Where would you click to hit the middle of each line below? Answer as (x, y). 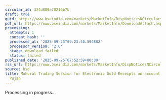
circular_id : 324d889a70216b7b (37, 10)
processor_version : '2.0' (36, 46)
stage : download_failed (34, 51)
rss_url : (14, 65)
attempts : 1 (22, 33)
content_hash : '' (27, 37)
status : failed (25, 55)
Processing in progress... (30, 92)
